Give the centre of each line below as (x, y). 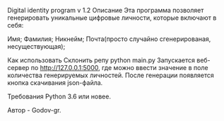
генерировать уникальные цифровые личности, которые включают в (112, 18)
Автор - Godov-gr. (34, 110)
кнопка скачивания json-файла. (55, 83)
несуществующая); (36, 46)
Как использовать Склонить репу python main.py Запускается (101, 60)
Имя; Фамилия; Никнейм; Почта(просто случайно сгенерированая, (109, 39)
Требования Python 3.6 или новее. (59, 96)
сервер (18, 68)
